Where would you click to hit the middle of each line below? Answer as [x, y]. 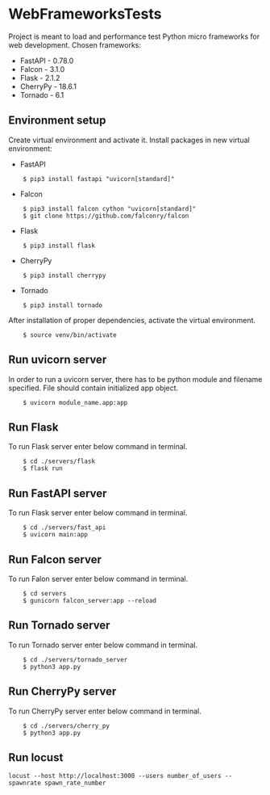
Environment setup [57, 121]
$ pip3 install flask [59, 246]
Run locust [36, 757]
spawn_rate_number [75, 783]
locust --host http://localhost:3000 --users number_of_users [115, 776]
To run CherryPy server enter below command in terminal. [105, 711]
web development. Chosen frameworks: [75, 44]
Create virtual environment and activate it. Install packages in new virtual [129, 140]
